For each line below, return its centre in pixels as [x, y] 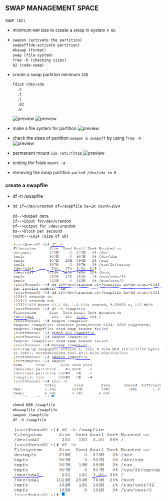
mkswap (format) [29, 50]
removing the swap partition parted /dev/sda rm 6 [64, 172]
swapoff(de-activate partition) [46, 45]
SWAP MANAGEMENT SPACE [52, 8]
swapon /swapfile [30, 415]
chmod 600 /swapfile [34, 405]
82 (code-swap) [28, 65]
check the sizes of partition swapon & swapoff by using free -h [77, 138]
